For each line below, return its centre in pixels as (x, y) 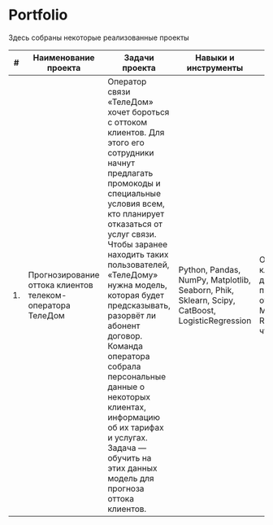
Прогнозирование (64, 274)
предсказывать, (139, 305)
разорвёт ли (132, 315)
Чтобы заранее (138, 244)
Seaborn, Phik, (206, 290)
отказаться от (135, 224)
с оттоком (128, 122)
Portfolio (38, 15)
